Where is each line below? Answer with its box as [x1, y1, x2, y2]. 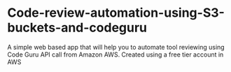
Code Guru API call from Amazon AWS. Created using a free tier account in [7, 50, 224, 59]
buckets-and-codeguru [7, 20, 148, 36]
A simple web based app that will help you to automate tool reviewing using [7, 43, 225, 51]
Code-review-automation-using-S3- [7, 5, 225, 21]
